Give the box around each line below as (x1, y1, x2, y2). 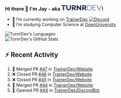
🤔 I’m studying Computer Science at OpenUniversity (12, 21, 116, 27)
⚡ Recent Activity (5, 51, 59, 59)
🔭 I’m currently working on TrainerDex (12, 16, 88, 22)
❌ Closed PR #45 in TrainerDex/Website (12, 77, 92, 82)
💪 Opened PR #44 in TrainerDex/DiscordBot (12, 87, 100, 93)
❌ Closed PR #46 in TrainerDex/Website (12, 71, 92, 77)
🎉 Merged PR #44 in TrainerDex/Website (12, 82, 93, 88)
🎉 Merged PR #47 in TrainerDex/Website (12, 66, 93, 72)
